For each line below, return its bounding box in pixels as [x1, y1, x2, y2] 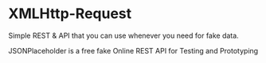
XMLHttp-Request [8, 5, 132, 23]
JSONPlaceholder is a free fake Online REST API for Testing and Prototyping [8, 46, 259, 55]
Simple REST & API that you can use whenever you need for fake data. [8, 31, 239, 40]
